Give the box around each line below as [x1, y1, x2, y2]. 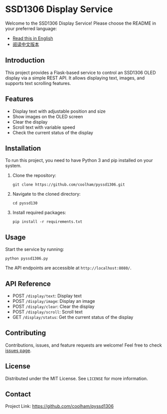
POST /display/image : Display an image [12, 298, 95, 304]
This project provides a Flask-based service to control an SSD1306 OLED [5, 69, 156, 75]
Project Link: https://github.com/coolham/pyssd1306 [5, 403, 114, 409]
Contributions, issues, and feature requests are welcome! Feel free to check [5, 342, 162, 348]
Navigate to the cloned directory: [12, 191, 81, 197]
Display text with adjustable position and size [12, 108, 106, 114]
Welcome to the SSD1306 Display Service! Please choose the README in [5, 20, 156, 26]
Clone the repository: [12, 173, 57, 179]
